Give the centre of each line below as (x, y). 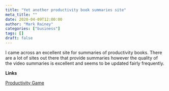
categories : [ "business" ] (33, 29)
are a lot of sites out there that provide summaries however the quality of (82, 58)
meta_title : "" (21, 15)
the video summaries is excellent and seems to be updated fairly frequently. (85, 63)
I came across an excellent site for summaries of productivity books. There (84, 52)
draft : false (19, 38)
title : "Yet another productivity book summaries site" (66, 10)
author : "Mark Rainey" (29, 24)
